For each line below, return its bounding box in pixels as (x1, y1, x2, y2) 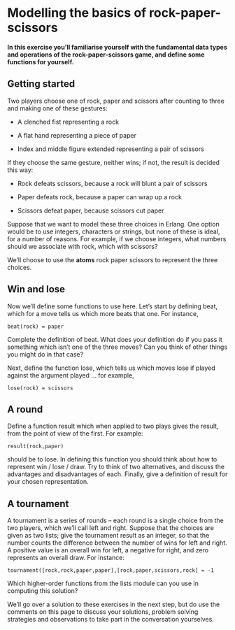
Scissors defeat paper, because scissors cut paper (17, 206, 164, 215)
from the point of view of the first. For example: (7, 429, 143, 438)
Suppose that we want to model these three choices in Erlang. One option (7, 220, 220, 228)
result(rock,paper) (7, 443, 64, 450)
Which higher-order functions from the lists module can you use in (7, 579, 199, 588)
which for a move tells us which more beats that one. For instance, (7, 309, 199, 317)
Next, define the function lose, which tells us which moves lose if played (7, 364, 215, 372)
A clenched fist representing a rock (17, 117, 120, 126)
